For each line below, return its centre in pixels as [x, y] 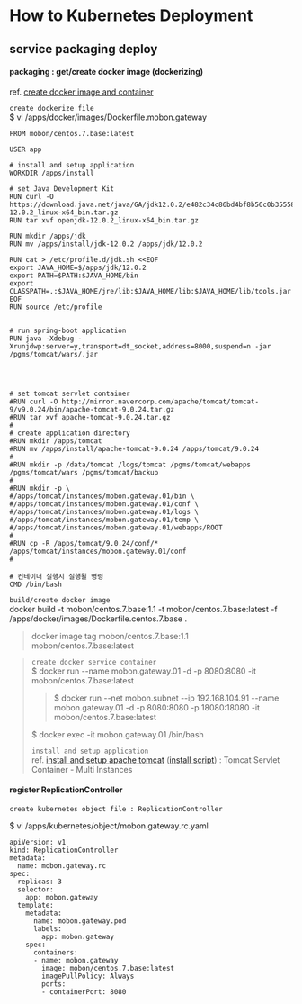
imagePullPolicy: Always [88, 976]
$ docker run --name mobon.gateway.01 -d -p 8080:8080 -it [144, 671]
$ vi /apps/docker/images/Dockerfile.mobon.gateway [108, 117]
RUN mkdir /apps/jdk [48, 236]
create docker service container [94, 662]
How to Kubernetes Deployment [131, 16]
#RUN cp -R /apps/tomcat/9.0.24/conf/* [84, 543]
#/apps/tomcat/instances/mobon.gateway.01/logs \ [104, 511]
